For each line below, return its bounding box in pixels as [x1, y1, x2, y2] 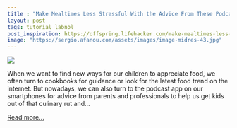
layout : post [7, 17, 46, 24]
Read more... [7, 113, 44, 122]
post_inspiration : [7, 30, 61, 37]
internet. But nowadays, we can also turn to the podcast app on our [7, 84, 203, 93]
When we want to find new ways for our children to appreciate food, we [7, 69, 216, 78]
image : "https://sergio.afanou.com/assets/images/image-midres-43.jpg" [7, 37, 222, 44]
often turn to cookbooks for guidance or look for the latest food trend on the [7, 77, 229, 86]
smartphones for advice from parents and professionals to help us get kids [7, 92, 224, 100]
